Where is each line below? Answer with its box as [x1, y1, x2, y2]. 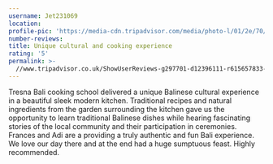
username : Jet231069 [8, 11, 79, 20]
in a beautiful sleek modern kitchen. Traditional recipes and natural [8, 95, 232, 106]
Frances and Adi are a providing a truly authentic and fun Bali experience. [8, 130, 254, 140]
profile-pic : [8, 27, 53, 35]
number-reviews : [8, 34, 63, 43]
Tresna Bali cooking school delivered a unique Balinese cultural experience [8, 87, 260, 97]
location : [8, 19, 42, 28]
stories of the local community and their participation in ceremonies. [8, 121, 237, 131]
